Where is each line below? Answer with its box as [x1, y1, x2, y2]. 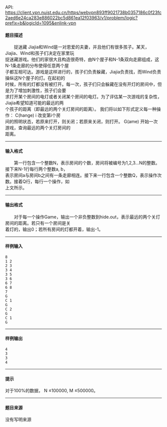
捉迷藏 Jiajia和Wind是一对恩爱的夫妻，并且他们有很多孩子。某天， [13, 44, 150, 50]
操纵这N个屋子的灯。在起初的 [5, 75, 66, 81]
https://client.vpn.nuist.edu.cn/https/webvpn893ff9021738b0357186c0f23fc [5, 9, 162, 15]
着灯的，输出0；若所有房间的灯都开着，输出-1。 [5, 226, 103, 232]
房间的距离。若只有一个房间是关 [5, 220, 71, 226]
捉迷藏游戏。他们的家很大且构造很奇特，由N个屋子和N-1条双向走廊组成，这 [5, 57, 160, 63]
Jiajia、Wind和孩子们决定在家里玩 [5, 50, 75, 56]
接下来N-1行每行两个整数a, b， [5, 166, 68, 172]
